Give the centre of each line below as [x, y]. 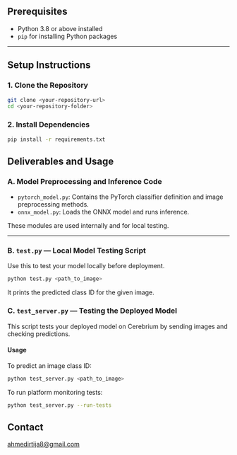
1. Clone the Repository [48, 86]
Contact [25, 427]
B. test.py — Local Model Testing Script [77, 250]
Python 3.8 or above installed [60, 28]
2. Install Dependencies [49, 125]
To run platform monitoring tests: [55, 392]
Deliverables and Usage [61, 161]
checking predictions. [39, 334]
